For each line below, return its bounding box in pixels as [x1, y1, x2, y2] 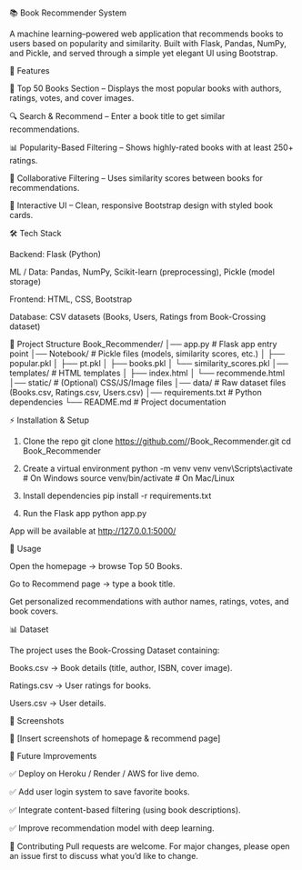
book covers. [9, 605, 59, 616]
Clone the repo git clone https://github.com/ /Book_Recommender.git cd [22, 435, 291, 446]
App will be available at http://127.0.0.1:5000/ [9, 525, 176, 536]
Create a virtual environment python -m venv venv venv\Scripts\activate [22, 463, 293, 474]
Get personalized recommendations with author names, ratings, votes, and [9, 596, 289, 606]
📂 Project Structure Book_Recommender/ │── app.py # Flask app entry [9, 339, 277, 349]
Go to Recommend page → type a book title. [9, 578, 176, 589]
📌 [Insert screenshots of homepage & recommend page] [9, 733, 221, 744]
